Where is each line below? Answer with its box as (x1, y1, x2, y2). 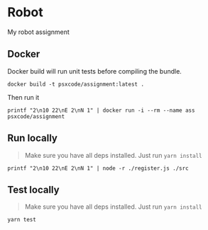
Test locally (7, 183, 60, 195)
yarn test (7, 217, 37, 224)
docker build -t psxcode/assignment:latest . (7, 81, 144, 88)
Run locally (7, 132, 58, 144)
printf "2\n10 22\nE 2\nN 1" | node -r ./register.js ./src (7, 164, 190, 172)
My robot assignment (7, 28, 70, 36)
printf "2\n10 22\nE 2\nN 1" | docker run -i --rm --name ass (7, 107, 195, 114)
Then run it (7, 93, 40, 101)
